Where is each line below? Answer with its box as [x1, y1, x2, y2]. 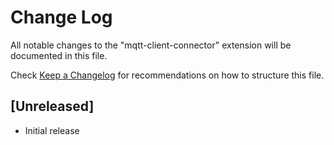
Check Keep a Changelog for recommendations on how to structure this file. [10, 69, 325, 81]
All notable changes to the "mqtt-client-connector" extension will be [10, 39, 292, 51]
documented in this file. [10, 49, 108, 61]
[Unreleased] [10, 98, 95, 115]
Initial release [24, 124, 80, 136]
